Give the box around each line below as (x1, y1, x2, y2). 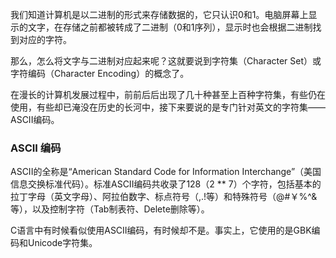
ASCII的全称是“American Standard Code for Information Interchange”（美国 (10, 166, 322, 178)
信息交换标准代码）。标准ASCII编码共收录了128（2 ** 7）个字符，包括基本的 (10, 178, 322, 190)
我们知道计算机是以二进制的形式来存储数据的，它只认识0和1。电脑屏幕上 (10, 9, 309, 20)
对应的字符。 (18, 34, 72, 45)
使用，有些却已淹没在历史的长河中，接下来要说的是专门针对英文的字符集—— (10, 101, 326, 113)
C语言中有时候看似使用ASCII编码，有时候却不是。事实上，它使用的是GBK (10, 224, 312, 237)
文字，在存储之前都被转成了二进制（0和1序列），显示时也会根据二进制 (27, 21, 313, 33)
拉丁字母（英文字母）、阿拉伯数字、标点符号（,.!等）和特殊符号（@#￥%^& (10, 191, 318, 203)
